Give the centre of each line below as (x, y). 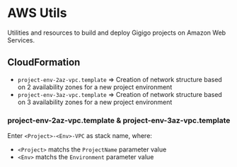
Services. (21, 40)
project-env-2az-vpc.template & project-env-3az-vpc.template (119, 120)
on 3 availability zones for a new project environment (95, 102)
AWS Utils (37, 13)
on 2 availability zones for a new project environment (95, 87)
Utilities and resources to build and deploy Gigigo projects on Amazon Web (117, 33)
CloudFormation (44, 63)
